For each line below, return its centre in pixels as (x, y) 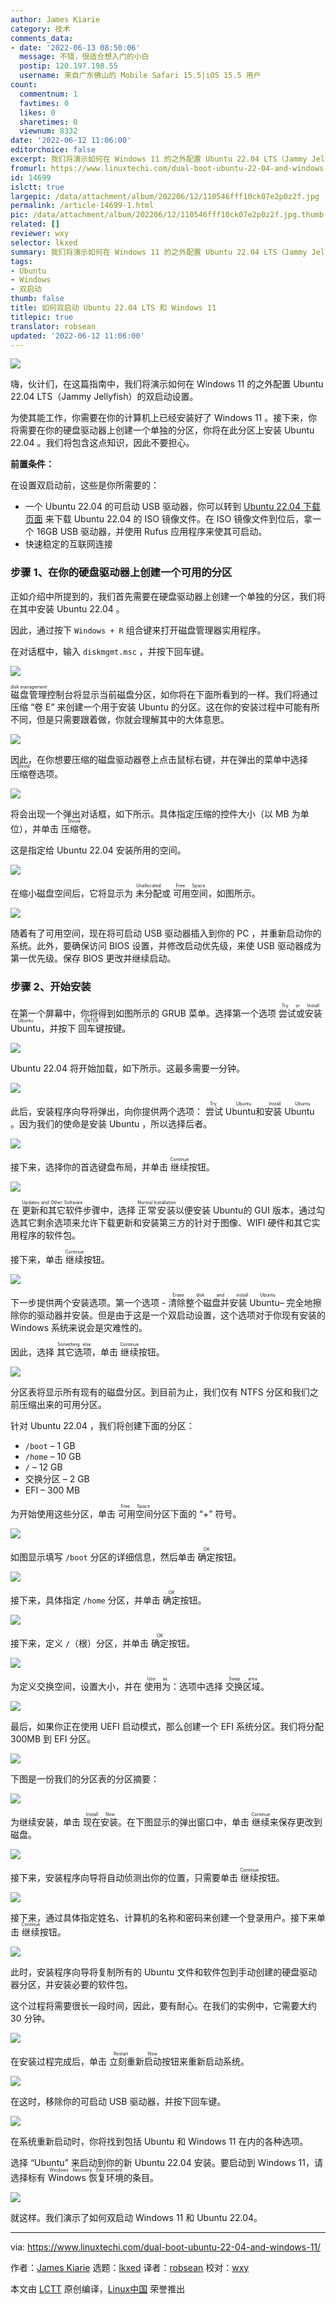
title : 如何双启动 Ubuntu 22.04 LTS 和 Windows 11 (113, 308)
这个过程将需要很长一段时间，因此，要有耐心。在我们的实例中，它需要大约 (163, 2005)
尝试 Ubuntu (230, 1111)
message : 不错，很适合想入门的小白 (84, 57)
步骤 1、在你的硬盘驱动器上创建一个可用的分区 (121, 573)
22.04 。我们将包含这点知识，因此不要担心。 (102, 443)
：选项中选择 (196, 1686)
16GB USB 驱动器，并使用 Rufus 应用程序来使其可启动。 (152, 532)
